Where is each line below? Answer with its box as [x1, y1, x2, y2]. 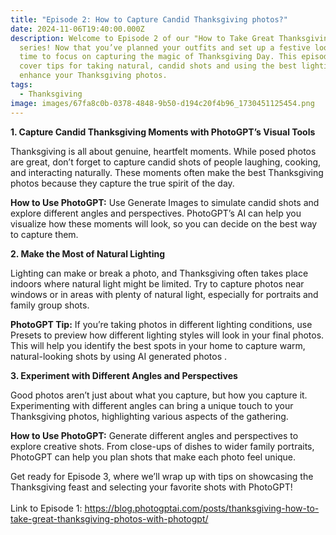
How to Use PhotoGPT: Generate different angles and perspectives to [10, 429, 299, 441]
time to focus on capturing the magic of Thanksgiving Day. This [19, 52, 298, 62]
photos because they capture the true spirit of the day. [10, 177, 235, 189]
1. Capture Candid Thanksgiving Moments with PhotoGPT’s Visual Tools [10, 126, 316, 138]
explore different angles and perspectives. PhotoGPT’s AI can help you [10, 207, 302, 219]
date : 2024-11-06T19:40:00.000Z [10, 24, 145, 34]
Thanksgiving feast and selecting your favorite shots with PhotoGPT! [10, 481, 293, 493]
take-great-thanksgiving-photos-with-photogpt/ [10, 512, 209, 525]
